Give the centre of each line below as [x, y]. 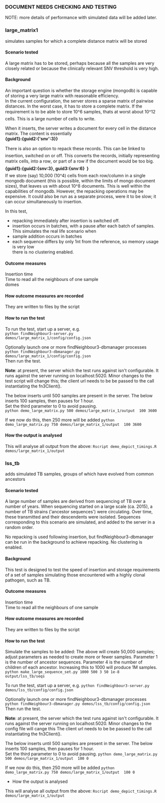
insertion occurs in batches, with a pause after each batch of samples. [83, 226]
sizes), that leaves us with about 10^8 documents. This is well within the [78, 186]
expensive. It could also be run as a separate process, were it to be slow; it [81, 196]
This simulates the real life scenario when [54, 231]
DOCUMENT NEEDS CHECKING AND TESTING [61, 7]
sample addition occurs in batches [47, 236]
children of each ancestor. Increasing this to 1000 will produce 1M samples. [81, 667]
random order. [20, 527]
